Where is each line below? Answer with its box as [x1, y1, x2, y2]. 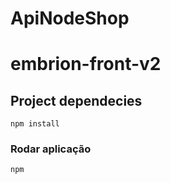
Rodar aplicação [10, 142, 92, 156]
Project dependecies [10, 92, 143, 109]
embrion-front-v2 [10, 53, 162, 76]
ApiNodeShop [10, 7, 130, 30]
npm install [10, 119, 60, 129]
